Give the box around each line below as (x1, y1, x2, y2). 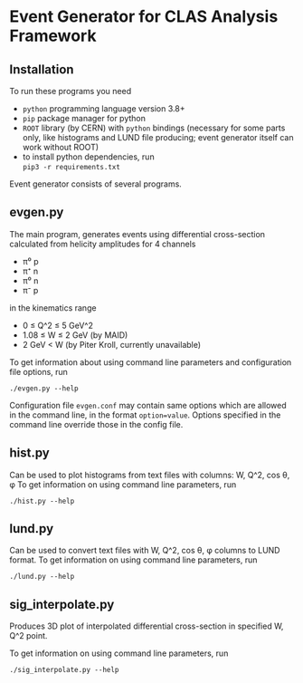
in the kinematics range (9, 302, 97, 313)
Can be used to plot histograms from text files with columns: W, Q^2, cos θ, (9, 469, 290, 480)
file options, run (9, 366, 68, 377)
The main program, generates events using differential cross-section (9, 228, 265, 239)
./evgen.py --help (9, 383, 79, 393)
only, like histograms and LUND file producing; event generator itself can (22, 132, 294, 142)
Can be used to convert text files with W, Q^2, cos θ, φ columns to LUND (9, 545, 280, 556)
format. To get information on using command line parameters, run (9, 554, 258, 565)
